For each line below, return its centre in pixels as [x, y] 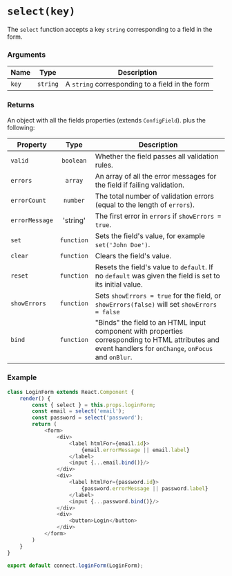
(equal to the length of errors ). [145, 204]
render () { [35, 398]
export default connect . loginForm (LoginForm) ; [75, 566]
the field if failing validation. [139, 185]
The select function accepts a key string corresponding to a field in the [110, 29]
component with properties [139, 331]
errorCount [28, 200]
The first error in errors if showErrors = [158, 216]
